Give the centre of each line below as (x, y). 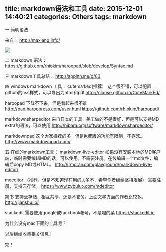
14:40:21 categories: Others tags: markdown (76, 17)
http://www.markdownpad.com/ (38, 141)
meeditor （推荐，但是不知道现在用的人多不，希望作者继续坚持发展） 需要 (81, 180)
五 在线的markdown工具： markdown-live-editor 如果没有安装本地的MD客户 (83, 152)
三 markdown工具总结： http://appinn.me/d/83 (53, 76)
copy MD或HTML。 (34, 164)
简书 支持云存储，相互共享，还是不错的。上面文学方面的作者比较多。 (75, 197)
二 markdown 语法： (26, 60)
